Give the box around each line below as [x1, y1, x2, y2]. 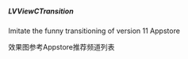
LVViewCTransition [8, 6, 74, 16]
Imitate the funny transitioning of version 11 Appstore [8, 26, 181, 35]
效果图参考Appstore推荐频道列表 [8, 42, 115, 51]
